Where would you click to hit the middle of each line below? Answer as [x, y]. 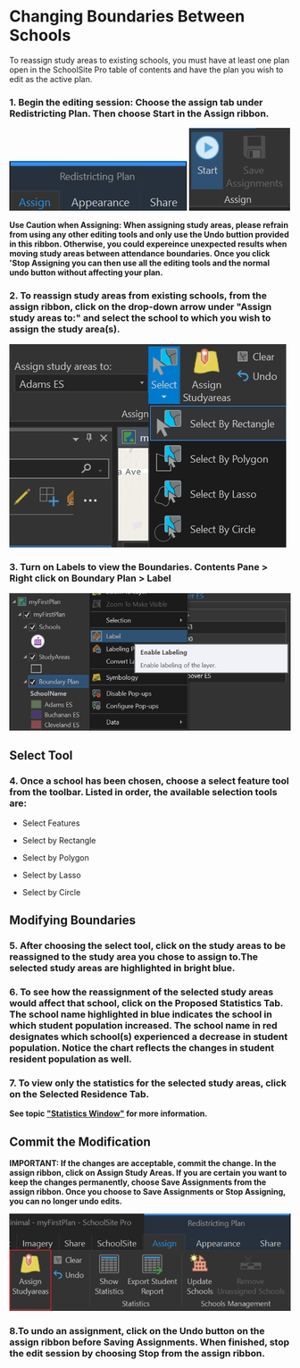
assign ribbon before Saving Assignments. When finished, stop [150, 1342]
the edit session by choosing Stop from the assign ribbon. [137, 1353]
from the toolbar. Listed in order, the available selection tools [143, 793]
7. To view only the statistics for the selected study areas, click [148, 1083]
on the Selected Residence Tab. [79, 1094]
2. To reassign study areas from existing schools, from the [138, 296]
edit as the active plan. [51, 79]
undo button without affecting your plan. [86, 273]
